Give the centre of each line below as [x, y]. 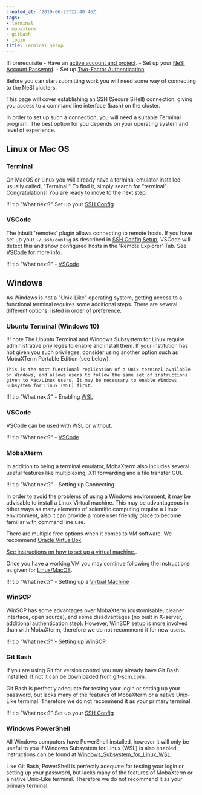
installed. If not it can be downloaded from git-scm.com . [76, 677]
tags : [13, 18]
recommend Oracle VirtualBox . [44, 540]
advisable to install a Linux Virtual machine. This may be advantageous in [97, 502]
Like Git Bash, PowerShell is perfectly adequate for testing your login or [95, 767]
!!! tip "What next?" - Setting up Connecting [60, 484]
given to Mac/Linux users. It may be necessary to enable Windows [92, 380]
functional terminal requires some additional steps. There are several [92, 304]
